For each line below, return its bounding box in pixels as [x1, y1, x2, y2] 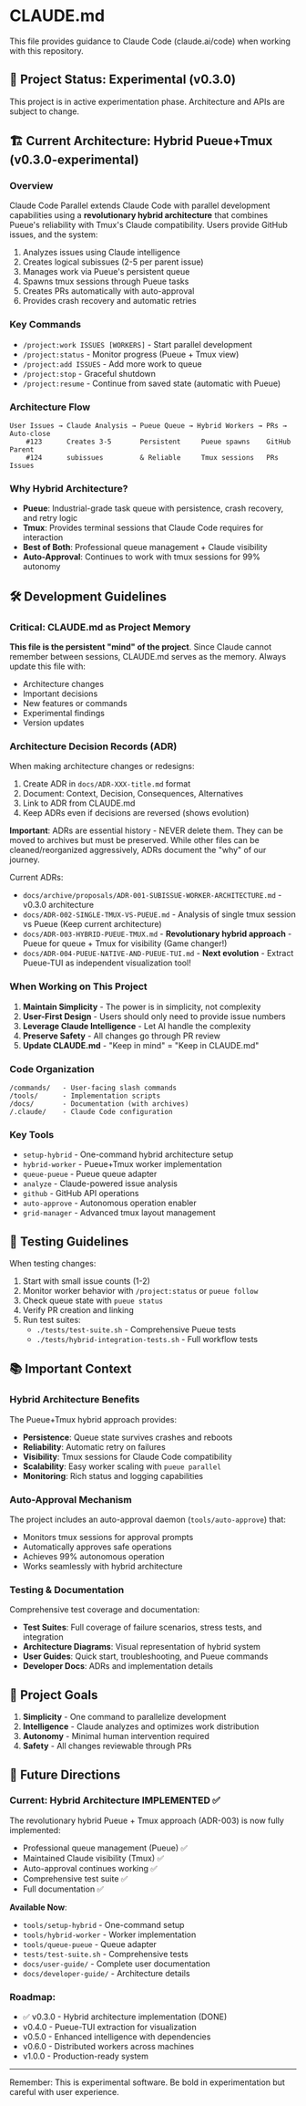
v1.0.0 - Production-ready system [22, 2050, 148, 2062]
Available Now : [9, 1902, 67, 1913]
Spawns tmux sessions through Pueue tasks [22, 276, 189, 287]
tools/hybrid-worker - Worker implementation [22, 1929, 197, 1940]
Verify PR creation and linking [22, 1305, 134, 1316]
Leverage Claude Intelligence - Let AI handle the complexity [22, 1020, 251, 1031]
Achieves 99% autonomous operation [22, 1551, 165, 1561]
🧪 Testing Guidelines [9, 1234, 129, 1249]
